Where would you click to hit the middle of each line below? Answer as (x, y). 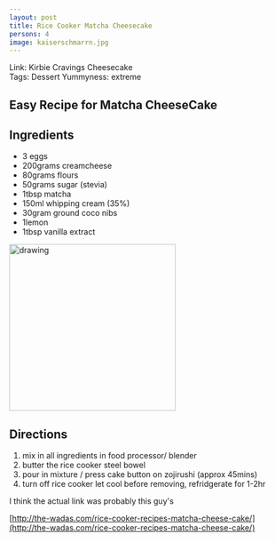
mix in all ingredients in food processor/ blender (110, 456)
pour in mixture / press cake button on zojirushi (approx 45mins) (140, 474)
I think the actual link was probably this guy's (92, 501)
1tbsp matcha (47, 194)
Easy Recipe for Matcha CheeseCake (114, 104)
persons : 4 (29, 34)
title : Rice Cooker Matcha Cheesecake (81, 26)
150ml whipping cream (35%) (76, 203)
